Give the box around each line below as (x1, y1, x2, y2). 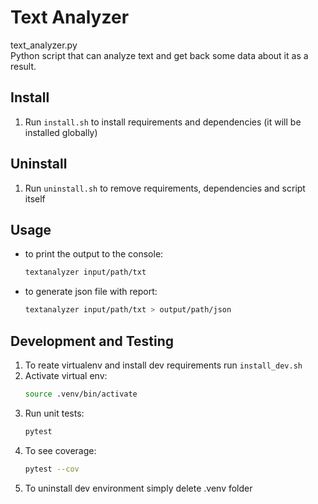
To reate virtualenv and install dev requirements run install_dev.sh (24, 359, 303, 371)
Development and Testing (10, 332, 175, 350)
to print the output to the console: (24, 248, 164, 260)
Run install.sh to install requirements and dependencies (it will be (24, 116, 302, 128)
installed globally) (24, 126, 98, 138)
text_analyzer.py (10, 39, 78, 51)
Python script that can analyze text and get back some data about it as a (10, 49, 309, 61)
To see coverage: (24, 444, 97, 456)
